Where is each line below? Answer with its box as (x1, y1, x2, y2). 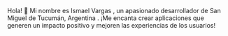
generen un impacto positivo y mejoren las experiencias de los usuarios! (7, 21, 215, 29)
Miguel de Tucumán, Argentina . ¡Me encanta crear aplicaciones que (7, 14, 204, 22)
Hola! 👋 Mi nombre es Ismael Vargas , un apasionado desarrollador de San (7, 7, 222, 15)
